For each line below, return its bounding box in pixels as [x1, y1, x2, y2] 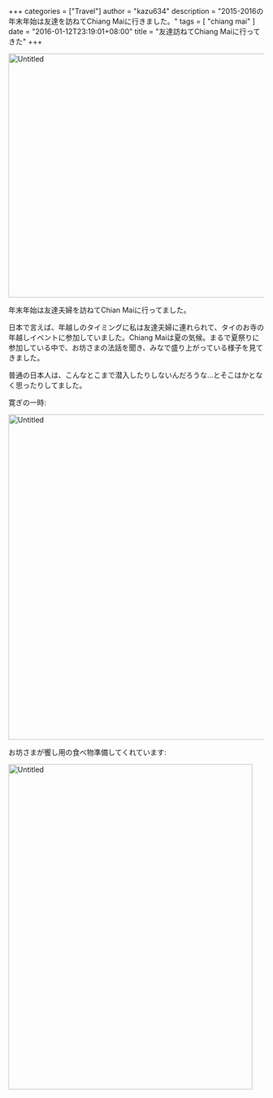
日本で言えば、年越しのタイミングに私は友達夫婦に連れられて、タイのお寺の [8, 323, 264, 332]
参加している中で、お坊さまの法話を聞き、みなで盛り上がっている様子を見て [8, 343, 264, 352]
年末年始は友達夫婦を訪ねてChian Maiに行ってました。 [8, 305, 191, 315]
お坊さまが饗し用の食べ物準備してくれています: [8, 747, 167, 757]
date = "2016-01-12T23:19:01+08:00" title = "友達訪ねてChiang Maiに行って [8, 27, 261, 36]
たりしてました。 [29, 381, 87, 390]
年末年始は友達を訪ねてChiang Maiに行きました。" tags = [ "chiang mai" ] [8, 16, 256, 26]
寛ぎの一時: [8, 398, 47, 407]
